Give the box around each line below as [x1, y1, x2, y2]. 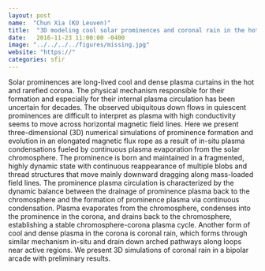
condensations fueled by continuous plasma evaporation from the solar [8, 144, 241, 154]
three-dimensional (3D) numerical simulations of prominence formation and [8, 127, 254, 137]
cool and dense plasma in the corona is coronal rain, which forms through [8, 228, 248, 238]
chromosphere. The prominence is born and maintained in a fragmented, [8, 152, 244, 162]
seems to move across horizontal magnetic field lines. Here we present [8, 119, 239, 129]
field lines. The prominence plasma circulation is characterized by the [8, 178, 234, 187]
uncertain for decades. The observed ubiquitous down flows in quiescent [8, 102, 247, 111]
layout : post [8, 11, 51, 20]
